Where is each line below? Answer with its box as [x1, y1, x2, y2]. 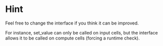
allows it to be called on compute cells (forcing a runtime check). [5, 35, 140, 41]
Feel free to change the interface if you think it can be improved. [5, 20, 139, 26]
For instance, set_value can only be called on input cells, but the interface [5, 29, 158, 35]
